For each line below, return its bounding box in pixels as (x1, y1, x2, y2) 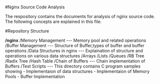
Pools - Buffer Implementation (5, 74, 65, 79)
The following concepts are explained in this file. (5, 19, 102, 24)
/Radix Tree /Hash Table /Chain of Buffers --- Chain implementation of (5, 58, 145, 64)
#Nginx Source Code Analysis (5, 4, 65, 10)
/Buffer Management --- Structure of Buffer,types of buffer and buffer (5, 43, 144, 48)
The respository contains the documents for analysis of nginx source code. (5, 14, 155, 19)
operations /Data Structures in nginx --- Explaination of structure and (5, 48, 143, 53)
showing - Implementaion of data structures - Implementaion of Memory (5, 68, 150, 74)
